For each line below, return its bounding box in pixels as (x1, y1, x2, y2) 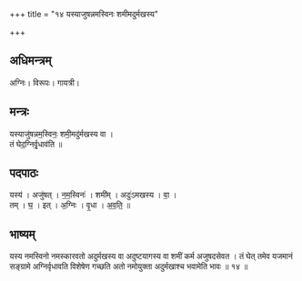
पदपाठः (9, 166, 39, 181)
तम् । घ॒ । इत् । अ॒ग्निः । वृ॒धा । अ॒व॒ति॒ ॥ (9, 200, 131, 211)
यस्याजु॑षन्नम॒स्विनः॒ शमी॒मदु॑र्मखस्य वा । (9, 128, 114, 139)
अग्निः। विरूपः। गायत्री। (9, 77, 80, 88)
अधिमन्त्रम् (9, 53, 52, 68)
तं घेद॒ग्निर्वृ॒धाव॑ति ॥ (9, 138, 63, 149)
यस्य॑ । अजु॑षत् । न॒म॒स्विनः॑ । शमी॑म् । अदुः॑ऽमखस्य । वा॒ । (9, 189, 177, 200)
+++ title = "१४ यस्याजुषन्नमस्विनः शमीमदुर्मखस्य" (9, 9, 159, 19)
